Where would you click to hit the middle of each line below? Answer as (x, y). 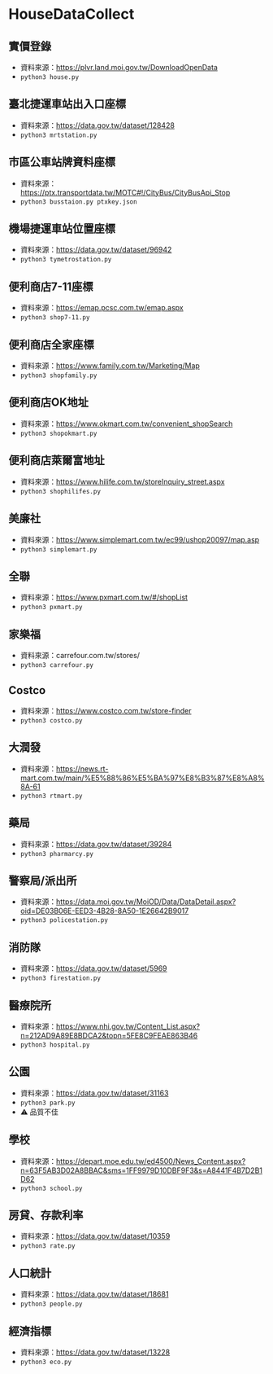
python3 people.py (51, 1304)
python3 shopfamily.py (58, 375)
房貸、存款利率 (46, 1216)
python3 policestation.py (64, 920)
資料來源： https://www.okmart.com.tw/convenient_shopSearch (126, 424)
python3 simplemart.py (58, 549)
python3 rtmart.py (51, 796)
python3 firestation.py (61, 978)
